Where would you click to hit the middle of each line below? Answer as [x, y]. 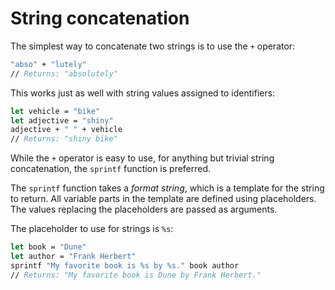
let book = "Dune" [48, 247]
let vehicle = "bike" [55, 111]
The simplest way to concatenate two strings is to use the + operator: [153, 46]
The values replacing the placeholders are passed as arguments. [144, 209]
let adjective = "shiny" [62, 120]
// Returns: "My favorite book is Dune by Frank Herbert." [136, 275]
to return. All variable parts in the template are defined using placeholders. [163, 199]
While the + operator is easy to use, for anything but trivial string [142, 158]
